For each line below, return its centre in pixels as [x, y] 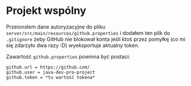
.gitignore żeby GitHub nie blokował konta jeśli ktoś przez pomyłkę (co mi [96, 39]
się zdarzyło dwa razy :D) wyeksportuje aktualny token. [73, 45]
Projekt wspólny [46, 11]
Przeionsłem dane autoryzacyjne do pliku [56, 27]
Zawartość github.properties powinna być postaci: [68, 56]
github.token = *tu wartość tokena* [51, 77]
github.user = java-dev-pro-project [51, 72]
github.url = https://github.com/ [48, 67]
